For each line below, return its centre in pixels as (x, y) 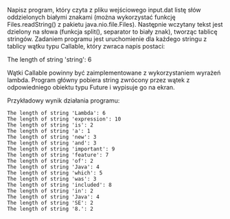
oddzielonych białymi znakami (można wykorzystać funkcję (92, 17)
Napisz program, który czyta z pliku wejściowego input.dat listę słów (104, 10)
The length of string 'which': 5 (55, 173)
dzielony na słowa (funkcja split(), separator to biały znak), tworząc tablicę (112, 31)
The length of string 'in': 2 (50, 191)
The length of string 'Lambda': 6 (57, 113)
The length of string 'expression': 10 (64, 119)
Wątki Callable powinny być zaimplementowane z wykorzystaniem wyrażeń (114, 73)
